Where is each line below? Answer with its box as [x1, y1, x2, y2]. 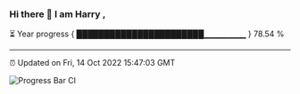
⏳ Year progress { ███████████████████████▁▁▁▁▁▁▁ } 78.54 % [9, 28, 285, 39]
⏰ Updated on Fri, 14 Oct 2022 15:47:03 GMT [9, 58, 176, 68]
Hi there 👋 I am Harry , [9, 8, 106, 20]
